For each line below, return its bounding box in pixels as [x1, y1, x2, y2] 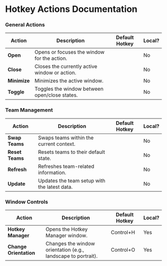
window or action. [34, 69, 77, 76]
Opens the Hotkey [45, 226, 88, 233]
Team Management [5, 107, 53, 114]
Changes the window [45, 240, 95, 247]
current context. [38, 140, 76, 147]
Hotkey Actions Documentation [5, 3, 138, 15]
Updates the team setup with [38, 177, 105, 184]
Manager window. [45, 232, 88, 239]
